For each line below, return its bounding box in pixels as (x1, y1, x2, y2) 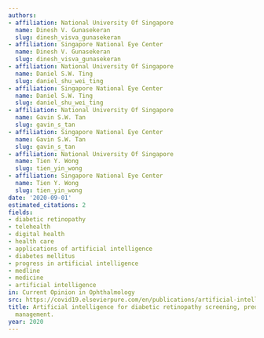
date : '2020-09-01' (8, 194, 72, 202)
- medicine (8, 274, 44, 282)
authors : (8, 11, 37, 20)
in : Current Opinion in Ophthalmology (8, 289, 135, 296)
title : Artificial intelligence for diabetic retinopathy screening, (8, 303, 241, 311)
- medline (8, 267, 41, 274)
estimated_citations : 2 (8, 201, 86, 209)
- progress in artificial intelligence (8, 260, 139, 267)
